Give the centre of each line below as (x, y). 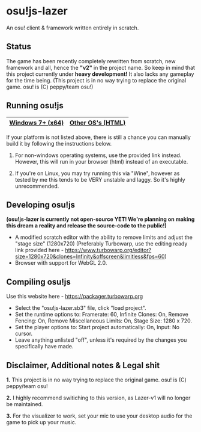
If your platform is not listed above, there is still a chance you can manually (98, 137)
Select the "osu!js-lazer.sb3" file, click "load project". (80, 308)
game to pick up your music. (41, 422)
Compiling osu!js (38, 282)
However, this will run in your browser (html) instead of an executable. (101, 161)
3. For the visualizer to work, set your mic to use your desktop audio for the (99, 416)
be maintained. (25, 404)
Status (19, 47)
